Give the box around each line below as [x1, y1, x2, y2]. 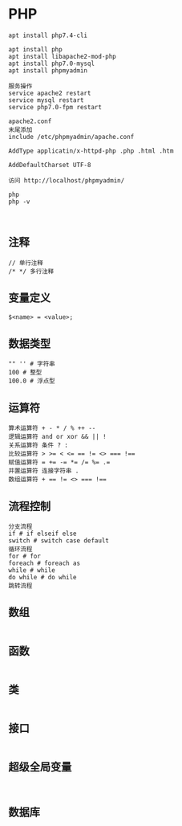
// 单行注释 [8, 259, 44, 267]
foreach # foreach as [8, 559, 81, 567]
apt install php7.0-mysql [8, 59, 95, 67]
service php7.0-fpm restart [8, 103, 103, 111]
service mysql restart [8, 96, 84, 104]
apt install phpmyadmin [8, 66, 88, 75]
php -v [8, 198, 30, 206]
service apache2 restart [8, 89, 91, 97]
